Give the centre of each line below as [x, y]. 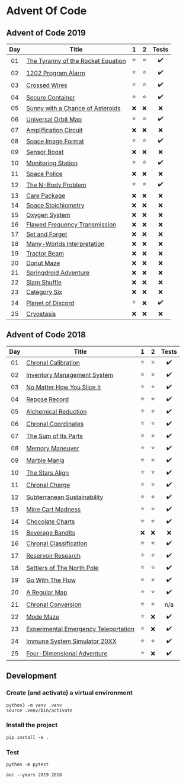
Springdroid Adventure [58, 273]
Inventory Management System [70, 375]
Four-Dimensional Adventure [67, 654]
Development [32, 676]
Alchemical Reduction [57, 412]
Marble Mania [45, 460]
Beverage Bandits [51, 533]
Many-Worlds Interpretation [65, 244]
